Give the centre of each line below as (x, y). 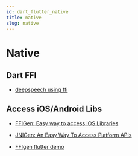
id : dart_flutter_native (37, 12)
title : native (24, 18)
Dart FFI (21, 75)
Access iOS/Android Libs (54, 109)
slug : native (23, 23)
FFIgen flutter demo (39, 147)
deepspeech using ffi (41, 90)
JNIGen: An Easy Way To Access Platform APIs (73, 135)
